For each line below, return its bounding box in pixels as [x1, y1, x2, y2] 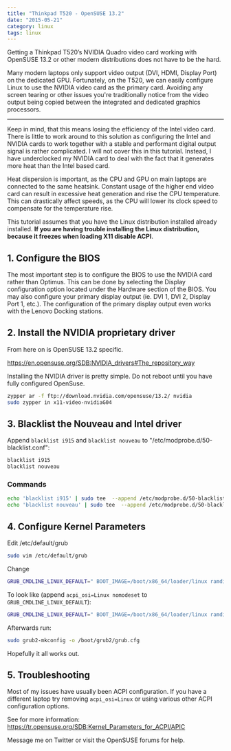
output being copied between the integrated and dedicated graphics [7, 98, 201, 107]
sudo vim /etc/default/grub [7, 552, 88, 560]
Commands [7, 480, 47, 489]
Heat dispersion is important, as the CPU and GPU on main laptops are [7, 175, 207, 183]
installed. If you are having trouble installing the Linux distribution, [7, 225, 199, 233]
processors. [7, 105, 41, 114]
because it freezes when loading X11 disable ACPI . [7, 232, 153, 241]
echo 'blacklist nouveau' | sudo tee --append [7, 502, 146, 509]
